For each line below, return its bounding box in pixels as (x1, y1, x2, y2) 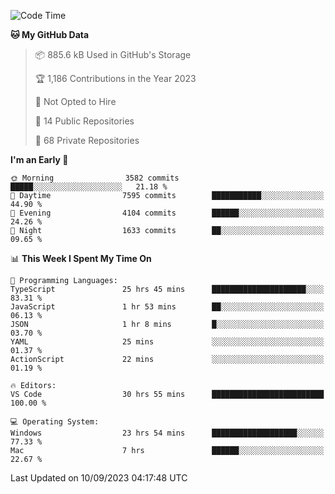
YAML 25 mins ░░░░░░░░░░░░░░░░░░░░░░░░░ (10, 337, 325, 347)
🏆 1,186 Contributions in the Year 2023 (34, 73, 197, 84)
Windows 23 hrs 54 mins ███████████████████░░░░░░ (10, 428, 325, 438)
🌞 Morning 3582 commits (10, 173, 180, 183)
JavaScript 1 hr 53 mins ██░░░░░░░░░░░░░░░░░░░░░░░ (10, 302, 325, 312)
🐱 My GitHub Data (10, 29, 90, 40)
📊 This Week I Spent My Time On (10, 253, 152, 264)
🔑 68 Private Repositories (34, 135, 140, 146)
